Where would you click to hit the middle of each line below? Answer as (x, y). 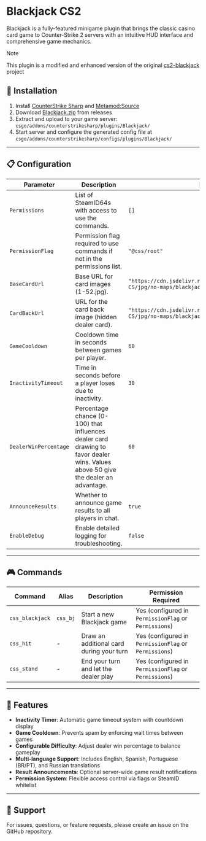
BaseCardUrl (27, 284)
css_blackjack (30, 618)
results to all (93, 510)
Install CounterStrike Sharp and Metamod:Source (77, 106)
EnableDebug (27, 536)
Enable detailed (97, 528)
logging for (91, 535)
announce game (98, 503)
